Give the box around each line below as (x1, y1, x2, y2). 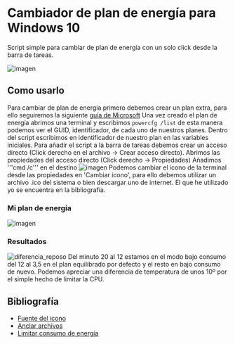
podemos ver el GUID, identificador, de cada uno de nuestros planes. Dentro (7, 125, 228, 134)
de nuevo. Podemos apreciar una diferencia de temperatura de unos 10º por (7, 267, 227, 276)
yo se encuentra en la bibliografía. (7, 185, 106, 194)
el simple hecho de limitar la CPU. (7, 275, 105, 284)
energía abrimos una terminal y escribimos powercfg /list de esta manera (7, 118, 223, 127)
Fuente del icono (17, 314, 67, 323)
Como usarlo (7, 84, 65, 96)
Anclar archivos (17, 321, 63, 330)
